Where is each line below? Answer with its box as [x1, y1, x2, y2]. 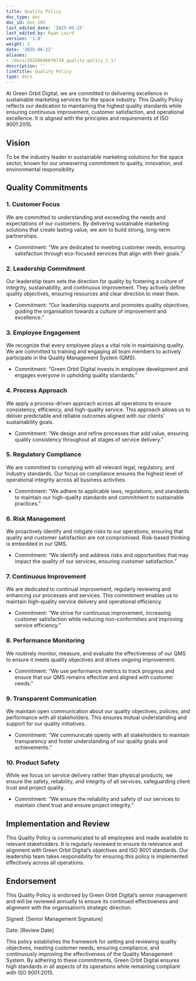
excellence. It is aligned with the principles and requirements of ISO [6, 115, 169, 122]
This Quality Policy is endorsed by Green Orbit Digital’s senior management [6, 891, 187, 899]
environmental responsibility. [6, 166, 76, 173]
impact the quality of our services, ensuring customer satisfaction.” [14, 558, 177, 565]
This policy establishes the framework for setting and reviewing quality [6, 938, 177, 945]
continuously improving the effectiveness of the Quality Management [6, 950, 173, 957]
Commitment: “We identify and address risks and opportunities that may [14, 552, 189, 559]
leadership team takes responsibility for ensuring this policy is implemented [6, 853, 188, 860]
